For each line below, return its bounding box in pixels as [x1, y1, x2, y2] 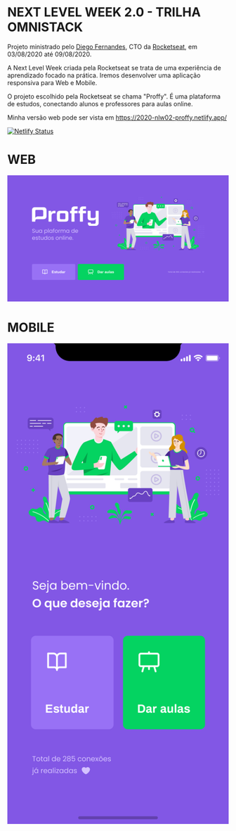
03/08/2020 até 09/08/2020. [7, 50, 92, 58]
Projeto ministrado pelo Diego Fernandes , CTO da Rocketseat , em [7, 42, 198, 51]
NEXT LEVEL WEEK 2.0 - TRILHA [7, 4, 202, 20]
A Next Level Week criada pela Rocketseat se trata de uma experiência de [7, 63, 221, 72]
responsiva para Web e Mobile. [7, 78, 98, 87]
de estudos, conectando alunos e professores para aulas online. [7, 99, 193, 108]
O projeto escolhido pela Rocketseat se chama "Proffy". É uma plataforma [7, 92, 221, 101]
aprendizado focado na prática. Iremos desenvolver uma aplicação [7, 71, 201, 80]
